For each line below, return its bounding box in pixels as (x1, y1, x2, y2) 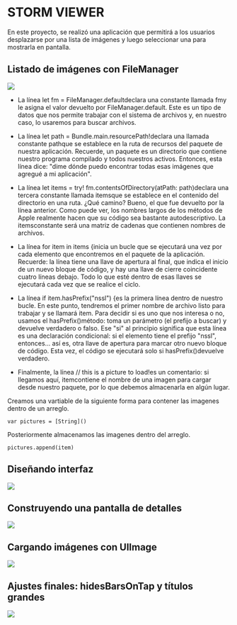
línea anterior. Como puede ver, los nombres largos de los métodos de (17, 206, 223, 214)
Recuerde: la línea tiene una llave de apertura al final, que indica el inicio (17, 257, 229, 266)
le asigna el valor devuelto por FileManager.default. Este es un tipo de (17, 103, 221, 111)
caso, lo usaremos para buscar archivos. (17, 118, 137, 126)
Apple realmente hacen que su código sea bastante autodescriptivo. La (17, 214, 226, 222)
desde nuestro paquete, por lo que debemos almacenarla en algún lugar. (17, 382, 230, 391)
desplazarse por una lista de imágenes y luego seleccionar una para (7, 35, 207, 43)
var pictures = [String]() (7, 418, 87, 425)
